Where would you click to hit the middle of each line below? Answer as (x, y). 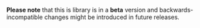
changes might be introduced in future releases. (112, 17)
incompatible (25, 17)
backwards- (176, 10)
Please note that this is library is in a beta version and (82, 10)
